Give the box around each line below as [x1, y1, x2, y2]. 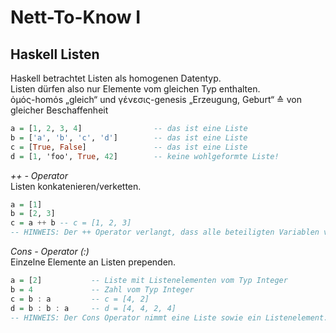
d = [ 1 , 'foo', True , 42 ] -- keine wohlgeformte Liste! [10, 151, 280, 161]
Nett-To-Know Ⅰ [10, 6, 142, 29]
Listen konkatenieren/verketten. [10, 180, 142, 192]
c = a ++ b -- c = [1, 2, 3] [10, 218, 132, 228]
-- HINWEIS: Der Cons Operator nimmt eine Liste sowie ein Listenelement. [10, 312, 329, 323]
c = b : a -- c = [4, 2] [10, 294, 150, 304]
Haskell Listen [10, 46, 100, 63]
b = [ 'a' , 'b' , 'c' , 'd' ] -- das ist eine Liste [10, 132, 248, 143]
